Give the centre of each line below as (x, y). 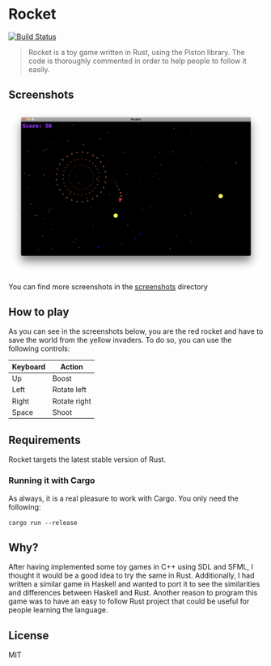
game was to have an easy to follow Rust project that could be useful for (129, 601)
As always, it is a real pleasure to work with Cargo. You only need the (123, 498)
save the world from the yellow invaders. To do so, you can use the (120, 340)
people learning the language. (58, 610)
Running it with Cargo (52, 480)
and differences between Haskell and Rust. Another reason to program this (133, 593)
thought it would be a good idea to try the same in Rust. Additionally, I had (131, 575)
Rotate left (69, 390)
